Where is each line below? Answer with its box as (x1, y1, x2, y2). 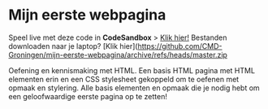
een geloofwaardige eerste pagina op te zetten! (8, 91, 168, 101)
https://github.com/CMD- (137, 41, 223, 50)
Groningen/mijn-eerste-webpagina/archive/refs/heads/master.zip (8, 50, 227, 59)
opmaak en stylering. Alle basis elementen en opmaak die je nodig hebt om (8, 83, 260, 93)
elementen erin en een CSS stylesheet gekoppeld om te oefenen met (8, 74, 240, 84)
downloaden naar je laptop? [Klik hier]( (8, 41, 138, 50)
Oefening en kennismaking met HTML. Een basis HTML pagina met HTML (8, 65, 256, 75)
